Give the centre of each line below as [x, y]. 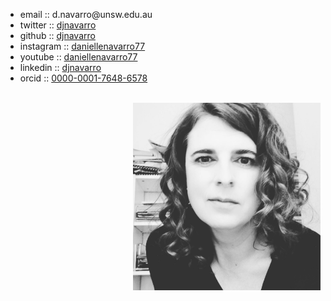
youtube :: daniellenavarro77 [78, 57]
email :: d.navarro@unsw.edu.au [86, 14]
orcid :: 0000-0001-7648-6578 [83, 78]
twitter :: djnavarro [58, 25]
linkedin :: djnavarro [60, 67]
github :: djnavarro [57, 35]
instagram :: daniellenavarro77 [82, 46]
